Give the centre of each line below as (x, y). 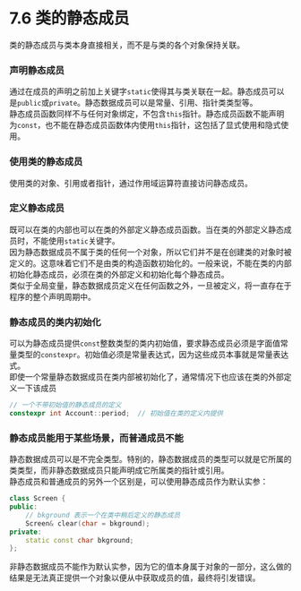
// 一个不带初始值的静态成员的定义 (65, 405)
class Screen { (38, 499)
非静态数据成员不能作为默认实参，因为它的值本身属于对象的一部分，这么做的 (150, 567)
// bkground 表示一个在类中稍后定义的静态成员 (103, 515)
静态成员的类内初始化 (55, 321)
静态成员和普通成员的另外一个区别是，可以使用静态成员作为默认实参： (139, 482)
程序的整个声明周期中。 (52, 296)
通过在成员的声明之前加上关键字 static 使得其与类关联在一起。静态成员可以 (147, 91)
